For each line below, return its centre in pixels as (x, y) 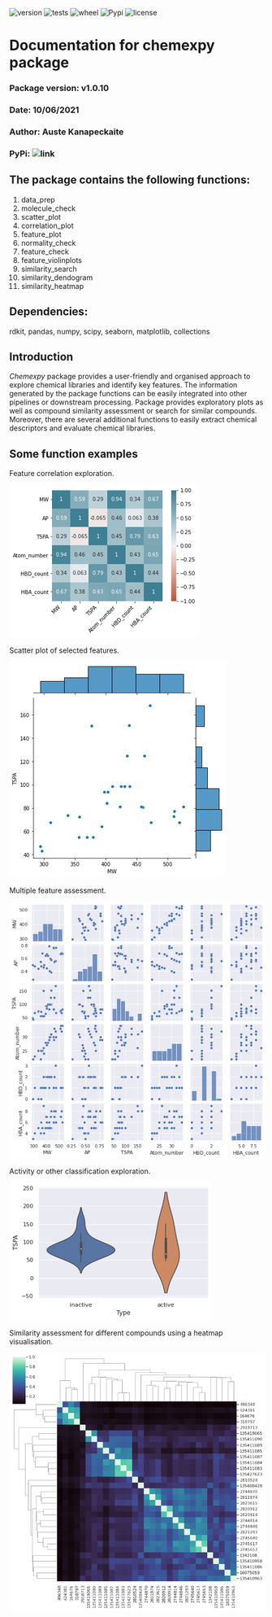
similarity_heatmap (52, 286)
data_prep (38, 199)
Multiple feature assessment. (58, 890)
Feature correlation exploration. (62, 474)
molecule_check (48, 208)
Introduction (41, 357)
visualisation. (31, 1342)
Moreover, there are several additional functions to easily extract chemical (133, 420)
